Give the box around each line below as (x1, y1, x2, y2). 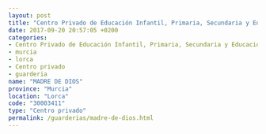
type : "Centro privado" (8, 107, 87, 115)
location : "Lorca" (8, 92, 69, 100)
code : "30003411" (8, 99, 66, 107)
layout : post (8, 11, 51, 20)
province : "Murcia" (8, 84, 73, 93)
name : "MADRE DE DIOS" (8, 77, 83, 85)
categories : (8, 33, 47, 42)
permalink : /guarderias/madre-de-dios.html (8, 114, 154, 122)
